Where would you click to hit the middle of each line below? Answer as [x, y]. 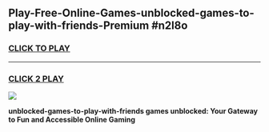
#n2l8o [169, 26]
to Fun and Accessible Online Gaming [72, 119]
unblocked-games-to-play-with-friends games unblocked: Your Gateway [133, 110]
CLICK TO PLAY [39, 49]
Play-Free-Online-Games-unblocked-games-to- [131, 13]
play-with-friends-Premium [79, 26]
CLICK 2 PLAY [36, 78]
